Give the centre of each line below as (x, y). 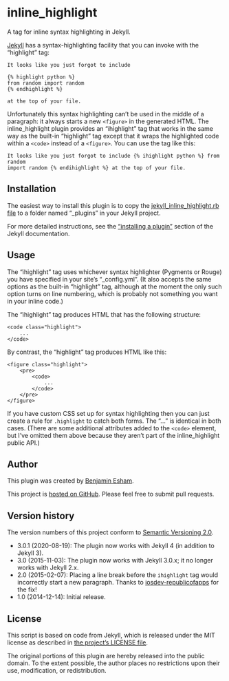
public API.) (23, 443)
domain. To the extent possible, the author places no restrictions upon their (113, 663)
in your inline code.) (35, 301)
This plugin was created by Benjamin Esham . (70, 481)
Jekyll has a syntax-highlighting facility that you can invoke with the (103, 45)
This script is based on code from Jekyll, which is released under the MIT (111, 635)
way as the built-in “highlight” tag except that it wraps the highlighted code (113, 136)
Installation (32, 189)
